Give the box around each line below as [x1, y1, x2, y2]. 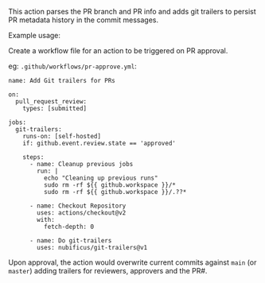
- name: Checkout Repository [29, 202, 127, 210]
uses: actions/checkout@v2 [37, 209, 127, 217]
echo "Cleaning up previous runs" [43, 174, 158, 182]
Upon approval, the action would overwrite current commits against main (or [8, 258, 257, 267]
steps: [22, 153, 45, 161]
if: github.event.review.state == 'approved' [22, 139, 177, 147]
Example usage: [8, 31, 61, 40]
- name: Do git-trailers [29, 237, 112, 245]
